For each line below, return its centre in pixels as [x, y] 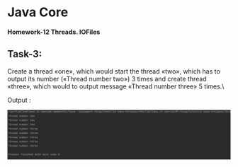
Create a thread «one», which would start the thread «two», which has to [114, 71]
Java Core [38, 12]
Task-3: [25, 54]
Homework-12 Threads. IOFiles [54, 32]
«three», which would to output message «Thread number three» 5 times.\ [116, 86]
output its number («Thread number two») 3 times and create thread [107, 79]
